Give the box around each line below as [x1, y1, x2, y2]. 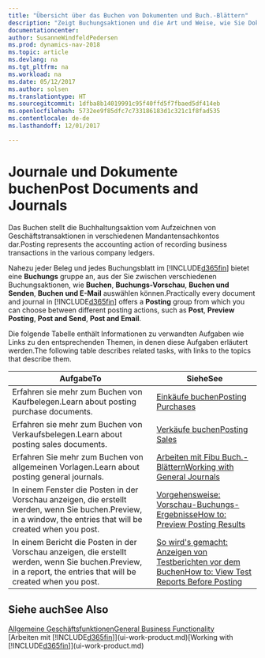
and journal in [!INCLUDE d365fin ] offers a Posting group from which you [8, 297, 245, 306]
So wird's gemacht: [156, 536, 229, 547]
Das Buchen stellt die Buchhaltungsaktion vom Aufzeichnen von [8, 222, 217, 232]
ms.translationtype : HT [8, 93, 87, 100]
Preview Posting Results [156, 519, 246, 530]
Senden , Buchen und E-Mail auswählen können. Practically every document [8, 288, 256, 297]
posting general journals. [12, 471, 104, 482]
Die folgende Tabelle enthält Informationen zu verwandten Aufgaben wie [8, 329, 244, 338]
